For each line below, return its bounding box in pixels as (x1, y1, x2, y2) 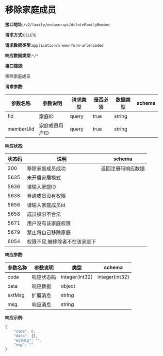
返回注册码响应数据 (101, 165, 145, 172)
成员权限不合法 (27, 210, 62, 217)
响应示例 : (5, 315, 24, 320)
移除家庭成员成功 (27, 165, 66, 172)
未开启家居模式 (27, 174, 62, 181)
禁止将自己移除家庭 (27, 229, 71, 236)
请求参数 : (5, 83, 24, 89)
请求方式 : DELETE (5, 32, 36, 37)
